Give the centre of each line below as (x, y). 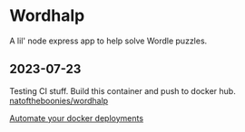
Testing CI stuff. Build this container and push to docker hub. (122, 90)
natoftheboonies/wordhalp (59, 100)
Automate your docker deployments (76, 118)
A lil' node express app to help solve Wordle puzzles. (108, 41)
